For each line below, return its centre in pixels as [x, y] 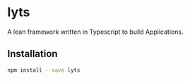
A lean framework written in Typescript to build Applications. [95, 32]
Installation [32, 54]
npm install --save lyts [44, 70]
